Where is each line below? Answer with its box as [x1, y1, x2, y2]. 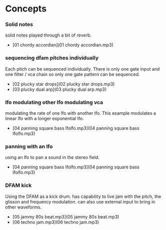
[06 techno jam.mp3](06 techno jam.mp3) [12, 219, 99, 225]
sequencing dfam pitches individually [5, 55, 99, 62]
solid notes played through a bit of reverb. [5, 32, 91, 38]
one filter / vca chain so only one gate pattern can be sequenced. [5, 71, 140, 77]
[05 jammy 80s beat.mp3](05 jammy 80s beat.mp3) [12, 213, 119, 219]
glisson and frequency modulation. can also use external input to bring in [5, 198, 155, 204]
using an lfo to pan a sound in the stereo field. [5, 154, 100, 160]
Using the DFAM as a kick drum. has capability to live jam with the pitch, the [5, 193, 161, 199]
